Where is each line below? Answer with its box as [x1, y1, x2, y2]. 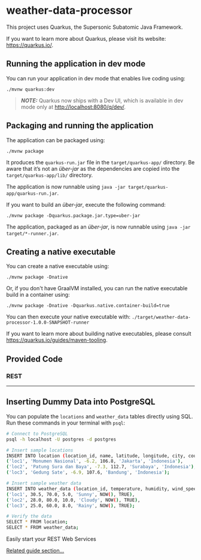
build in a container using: [6, 291, 70, 299]
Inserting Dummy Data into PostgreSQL [6, 397, 156, 407]
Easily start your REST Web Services [6, 535, 97, 543]
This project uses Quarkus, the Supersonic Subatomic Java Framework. [6, 23, 183, 31]
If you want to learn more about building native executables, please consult [6, 330, 191, 338]
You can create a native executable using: [6, 263, 109, 270]
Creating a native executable [6, 246, 115, 257]
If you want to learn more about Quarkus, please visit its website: [6, 35, 166, 42]
